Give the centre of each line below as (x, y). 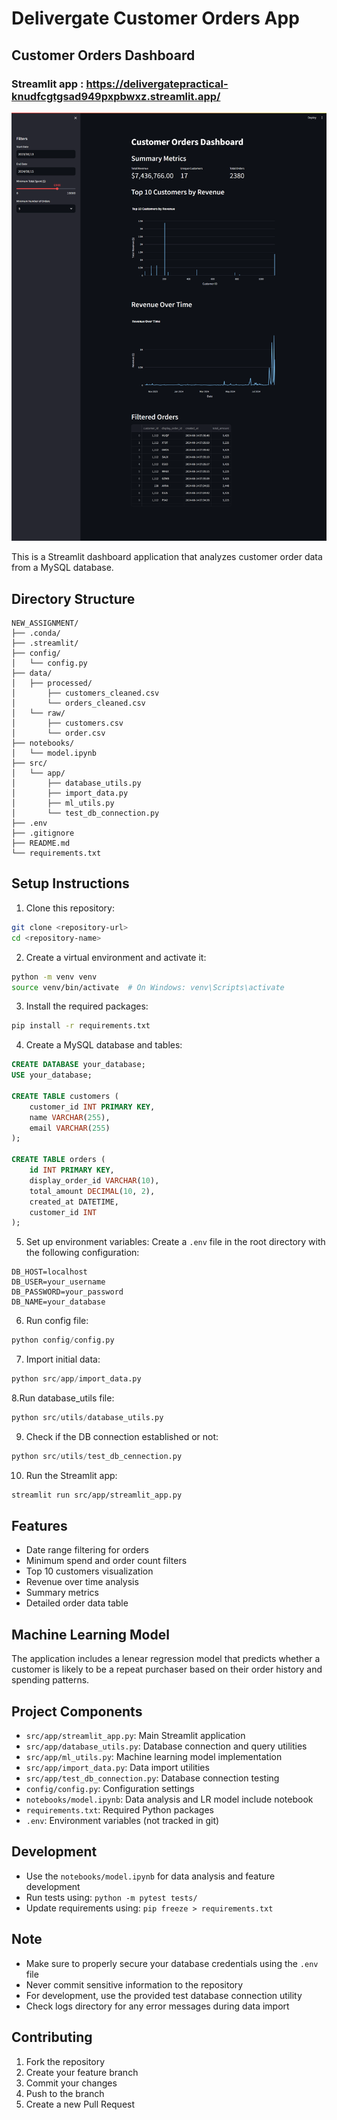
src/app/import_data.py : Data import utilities (117, 1768)
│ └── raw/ (38, 713)
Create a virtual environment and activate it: (116, 957)
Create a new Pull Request (80, 2104)
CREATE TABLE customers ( (65, 1096)
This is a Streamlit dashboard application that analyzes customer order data (167, 557)
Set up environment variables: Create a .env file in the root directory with (175, 1242)
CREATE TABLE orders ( (58, 1160)
